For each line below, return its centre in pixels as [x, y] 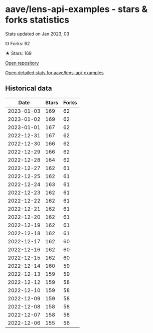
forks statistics [37, 20]
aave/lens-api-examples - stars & [76, 9]
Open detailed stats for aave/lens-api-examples [54, 72]
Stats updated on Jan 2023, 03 [37, 34]
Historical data [29, 89]
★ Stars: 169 [18, 53]
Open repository [22, 63]
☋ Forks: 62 [18, 43]
